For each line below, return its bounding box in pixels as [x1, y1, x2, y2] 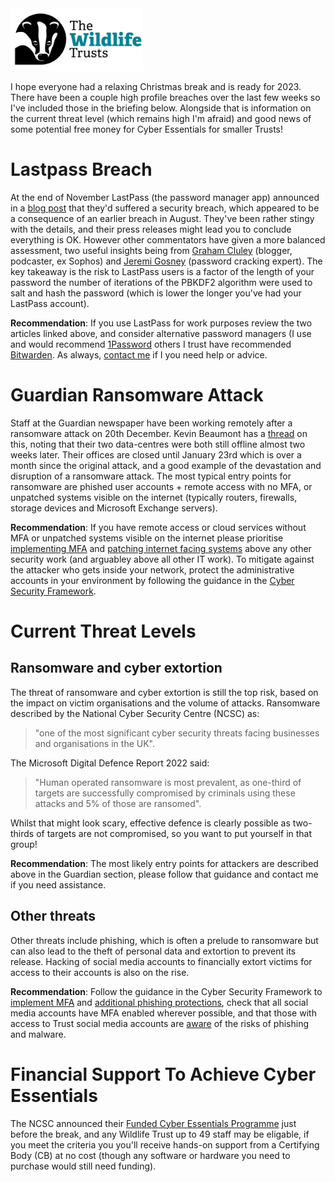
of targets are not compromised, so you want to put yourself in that [36, 827, 313, 839]
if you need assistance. [10, 878, 107, 891]
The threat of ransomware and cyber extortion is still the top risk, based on [10, 686, 319, 698]
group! [10, 838, 38, 850]
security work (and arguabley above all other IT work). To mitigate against [10, 553, 315, 565]
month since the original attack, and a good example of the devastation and [10, 459, 322, 471]
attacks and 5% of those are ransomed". [34, 797, 202, 809]
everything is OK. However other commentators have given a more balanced [10, 233, 326, 246]
